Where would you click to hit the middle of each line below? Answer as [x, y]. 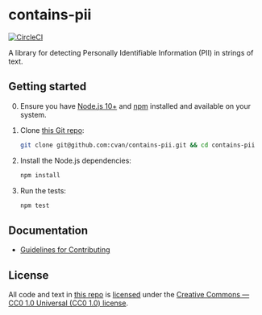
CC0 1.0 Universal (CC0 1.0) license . [69, 303]
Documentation [48, 230]
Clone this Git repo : [52, 130]
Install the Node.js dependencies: [75, 160]
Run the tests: [43, 190]
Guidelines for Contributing [65, 250]
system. [33, 114]
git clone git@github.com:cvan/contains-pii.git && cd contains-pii [137, 145]
